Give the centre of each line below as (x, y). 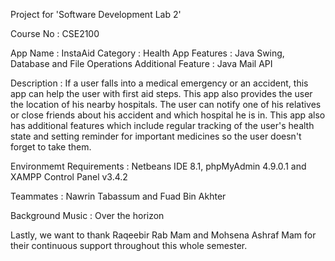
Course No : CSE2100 (55, 33)
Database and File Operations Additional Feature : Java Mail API (141, 63)
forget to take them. (51, 147)
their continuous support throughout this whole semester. (129, 245)
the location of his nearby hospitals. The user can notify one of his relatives (166, 104)
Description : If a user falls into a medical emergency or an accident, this (159, 83)
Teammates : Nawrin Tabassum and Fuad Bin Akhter (118, 196)
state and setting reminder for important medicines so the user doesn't (156, 136)
